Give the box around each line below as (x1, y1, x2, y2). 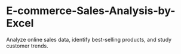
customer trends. (6, 42, 49, 49)
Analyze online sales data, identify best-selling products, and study (6, 36, 172, 43)
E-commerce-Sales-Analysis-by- (6, 4, 176, 18)
